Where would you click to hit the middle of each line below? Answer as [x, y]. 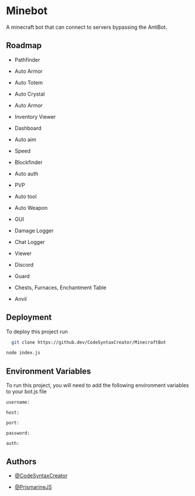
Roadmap [24, 46]
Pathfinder [27, 59]
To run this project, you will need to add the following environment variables [97, 386]
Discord [24, 264]
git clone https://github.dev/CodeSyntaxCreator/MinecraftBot [89, 342]
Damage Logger [34, 230]
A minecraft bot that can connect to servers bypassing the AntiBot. [87, 27]
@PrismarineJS [33, 487]
